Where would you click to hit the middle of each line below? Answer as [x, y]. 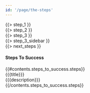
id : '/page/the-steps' [29, 10]
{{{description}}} [23, 80]
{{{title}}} [15, 74]
